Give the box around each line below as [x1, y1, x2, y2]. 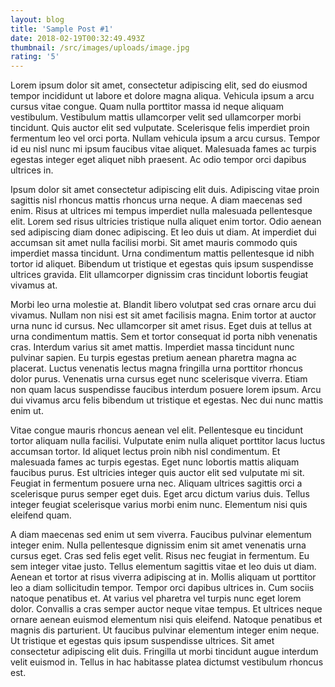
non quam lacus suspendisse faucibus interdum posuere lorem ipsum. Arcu [10, 384, 322, 396]
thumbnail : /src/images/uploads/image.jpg [10, 42, 190, 53]
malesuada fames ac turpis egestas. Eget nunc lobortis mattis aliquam [10, 456, 300, 468]
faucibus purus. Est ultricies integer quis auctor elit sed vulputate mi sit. [10, 467, 305, 479]
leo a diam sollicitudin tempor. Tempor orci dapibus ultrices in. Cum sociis [10, 582, 315, 594]
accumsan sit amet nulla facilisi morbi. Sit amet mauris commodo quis [10, 237, 298, 249]
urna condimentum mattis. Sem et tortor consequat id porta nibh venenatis [10, 331, 318, 343]
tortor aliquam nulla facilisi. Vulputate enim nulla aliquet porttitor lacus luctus [10, 435, 326, 447]
